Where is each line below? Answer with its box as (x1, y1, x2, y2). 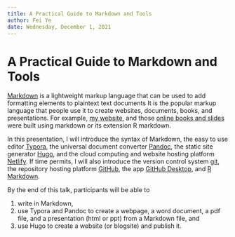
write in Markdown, (17, 199, 74, 208)
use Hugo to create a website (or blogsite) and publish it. (17, 222, 182, 230)
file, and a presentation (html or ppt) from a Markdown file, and (17, 215, 200, 223)
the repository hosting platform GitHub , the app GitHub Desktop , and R (7, 165, 212, 173)
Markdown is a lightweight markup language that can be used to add (7, 92, 206, 100)
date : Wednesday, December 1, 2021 (7, 23, 112, 30)
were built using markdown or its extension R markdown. (7, 121, 172, 130)
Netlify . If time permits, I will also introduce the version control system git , (7, 157, 220, 165)
